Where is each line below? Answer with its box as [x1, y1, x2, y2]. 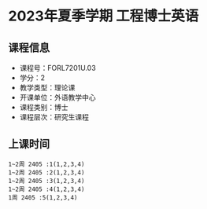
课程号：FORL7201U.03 [19, 64, 96, 72]
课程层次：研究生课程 [19, 112, 89, 122]
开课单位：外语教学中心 [19, 93, 96, 102]
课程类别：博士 [19, 103, 68, 112]
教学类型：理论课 [19, 83, 76, 92]
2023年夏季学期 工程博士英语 [8, 7, 199, 25]
